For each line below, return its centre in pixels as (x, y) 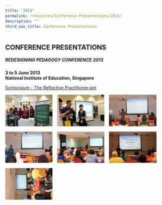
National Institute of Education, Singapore (49, 78)
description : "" (22, 21)
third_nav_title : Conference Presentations (51, 26)
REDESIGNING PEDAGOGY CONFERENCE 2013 (54, 60)
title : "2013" (20, 10)
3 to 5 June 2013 (23, 72)
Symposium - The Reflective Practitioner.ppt (51, 87)
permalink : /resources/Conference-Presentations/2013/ (63, 16)
